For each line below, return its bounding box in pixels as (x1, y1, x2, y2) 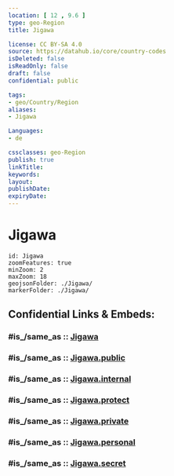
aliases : (8, 105, 37, 114)
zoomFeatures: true (8, 258, 72, 267)
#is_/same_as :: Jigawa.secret (8, 457, 127, 468)
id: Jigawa (8, 252, 44, 260)
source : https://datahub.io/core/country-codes (8, 48, 167, 56)
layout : (8, 178, 34, 185)
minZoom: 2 (8, 265, 44, 273)
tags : (8, 91, 26, 99)
